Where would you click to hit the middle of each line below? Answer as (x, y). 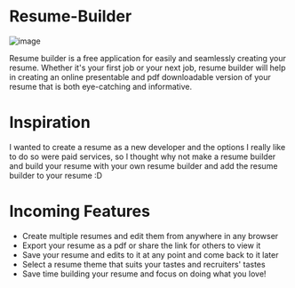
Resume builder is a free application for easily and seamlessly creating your (148, 58)
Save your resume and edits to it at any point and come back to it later (150, 254)
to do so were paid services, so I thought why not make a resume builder (143, 156)
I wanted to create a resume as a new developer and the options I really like (147, 147)
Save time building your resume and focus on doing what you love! (144, 274)
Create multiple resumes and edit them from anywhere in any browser (150, 236)
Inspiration (50, 123)
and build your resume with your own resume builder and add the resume (144, 165)
